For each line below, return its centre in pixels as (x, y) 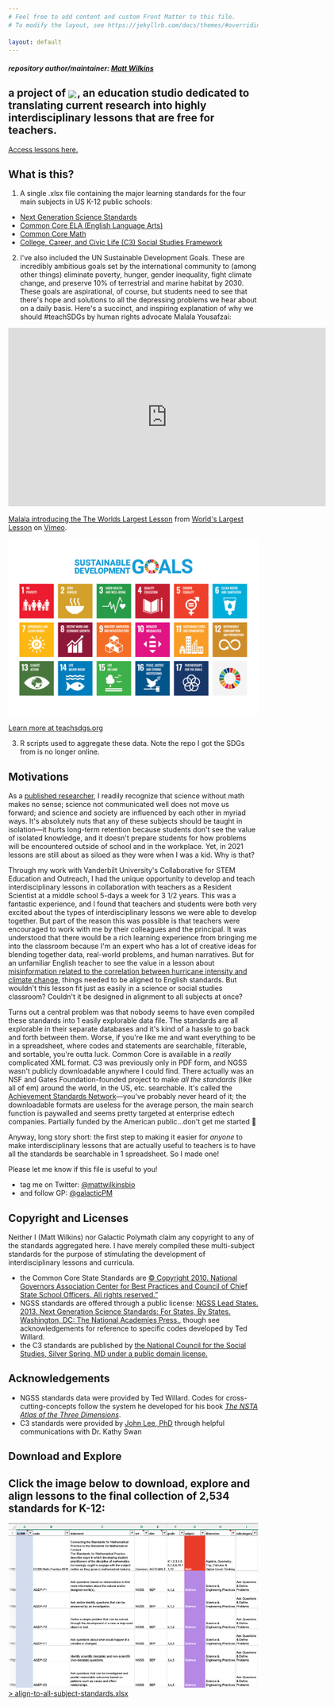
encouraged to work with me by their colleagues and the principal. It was (128, 929)
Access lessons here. (43, 149)
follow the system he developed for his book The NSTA (168, 1406)
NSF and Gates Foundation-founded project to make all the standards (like (130, 1080)
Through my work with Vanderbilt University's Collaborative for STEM (122, 870)
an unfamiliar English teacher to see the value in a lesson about (111, 963)
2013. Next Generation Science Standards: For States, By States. (125, 1311)
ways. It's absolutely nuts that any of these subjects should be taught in (125, 821)
